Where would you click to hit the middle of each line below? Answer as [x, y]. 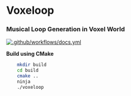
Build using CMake [30, 54]
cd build [28, 70]
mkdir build [32, 65]
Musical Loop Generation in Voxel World [66, 29]
